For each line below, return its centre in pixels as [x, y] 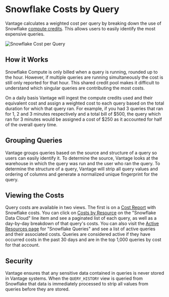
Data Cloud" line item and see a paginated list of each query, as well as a [81, 218]
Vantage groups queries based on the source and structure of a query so [81, 153]
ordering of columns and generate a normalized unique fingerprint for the [81, 174]
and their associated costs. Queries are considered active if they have [78, 234]
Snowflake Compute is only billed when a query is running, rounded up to [81, 72]
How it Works [27, 60]
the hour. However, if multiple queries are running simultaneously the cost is [84, 77]
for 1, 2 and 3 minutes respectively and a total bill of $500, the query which [83, 114]
